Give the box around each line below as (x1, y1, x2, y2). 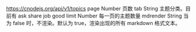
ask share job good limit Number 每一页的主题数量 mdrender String (17, 12, 182, 19)
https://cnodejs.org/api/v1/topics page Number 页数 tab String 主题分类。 (6, 5, 186, 12)
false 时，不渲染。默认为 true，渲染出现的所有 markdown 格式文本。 (12, 20, 181, 26)
